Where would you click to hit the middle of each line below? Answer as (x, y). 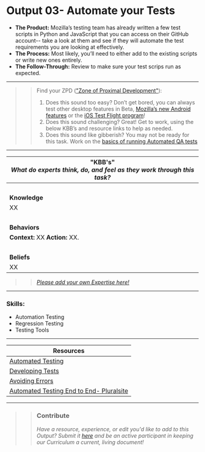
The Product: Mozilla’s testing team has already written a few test (98, 27)
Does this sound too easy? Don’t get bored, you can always (120, 102)
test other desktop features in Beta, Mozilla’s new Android (118, 109)
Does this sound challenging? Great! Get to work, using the (120, 122)
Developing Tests (34, 371)
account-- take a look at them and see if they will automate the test (99, 40)
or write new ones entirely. (49, 60)
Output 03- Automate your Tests (91, 11)
